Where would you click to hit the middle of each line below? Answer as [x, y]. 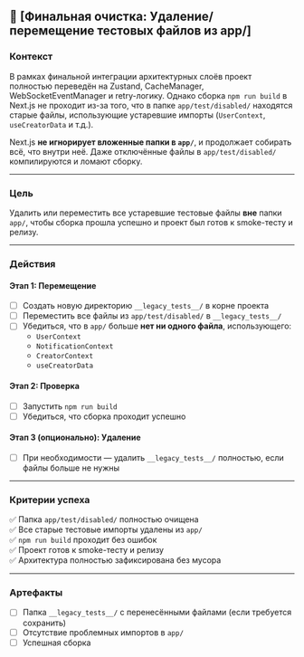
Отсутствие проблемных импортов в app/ [103, 632]
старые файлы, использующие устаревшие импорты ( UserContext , [138, 115]
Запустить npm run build [70, 406]
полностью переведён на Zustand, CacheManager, [107, 86]
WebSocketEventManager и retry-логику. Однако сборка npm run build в [148, 95]
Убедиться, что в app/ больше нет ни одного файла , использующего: [157, 326]
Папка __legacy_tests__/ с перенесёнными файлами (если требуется [157, 613]
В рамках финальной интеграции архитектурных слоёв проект [131, 76]
